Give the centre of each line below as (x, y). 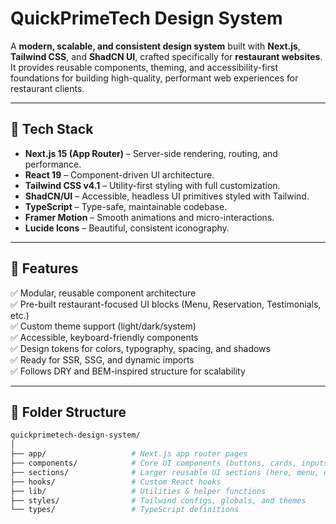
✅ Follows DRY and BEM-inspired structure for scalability (128, 371)
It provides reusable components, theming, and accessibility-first (144, 67)
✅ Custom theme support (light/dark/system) (103, 326)
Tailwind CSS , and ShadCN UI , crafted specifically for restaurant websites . (166, 56)
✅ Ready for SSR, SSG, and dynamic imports (102, 359)
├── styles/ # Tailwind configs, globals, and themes (158, 500)
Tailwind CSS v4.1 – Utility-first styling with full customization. (152, 185)
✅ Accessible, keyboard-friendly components (104, 337)
